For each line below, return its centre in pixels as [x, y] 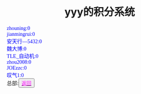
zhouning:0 [18, 28]
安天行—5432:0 [24, 41]
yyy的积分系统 [100, 12]
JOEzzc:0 [17, 68]
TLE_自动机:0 [23, 56]
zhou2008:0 [19, 62]
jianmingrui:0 [21, 34]
